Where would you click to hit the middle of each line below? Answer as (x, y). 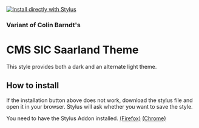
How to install (33, 85)
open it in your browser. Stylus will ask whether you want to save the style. (99, 106)
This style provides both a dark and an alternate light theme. (82, 66)
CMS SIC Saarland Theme (73, 50)
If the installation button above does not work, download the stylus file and (99, 100)
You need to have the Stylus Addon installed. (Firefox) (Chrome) (86, 118)
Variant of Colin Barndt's (43, 25)
